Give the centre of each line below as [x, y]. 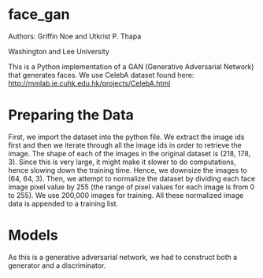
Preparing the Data [71, 115]
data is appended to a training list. [63, 203]
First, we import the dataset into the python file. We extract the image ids [126, 137]
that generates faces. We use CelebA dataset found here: [101, 75]
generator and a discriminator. [57, 265]
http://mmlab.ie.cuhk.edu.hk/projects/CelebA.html [89, 83]
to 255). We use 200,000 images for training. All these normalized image [126, 195]
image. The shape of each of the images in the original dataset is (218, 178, [130, 153]
